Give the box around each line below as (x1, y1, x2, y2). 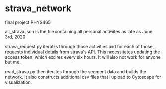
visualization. (5, 79, 32, 85)
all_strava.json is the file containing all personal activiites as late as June (5, 29, 153, 34)
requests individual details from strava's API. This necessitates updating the (5, 49, 160, 55)
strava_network (5, 3, 72, 14)
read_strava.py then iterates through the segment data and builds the (5, 68, 146, 74)
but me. (5, 59, 21, 65)
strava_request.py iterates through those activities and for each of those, (5, 43, 154, 49)
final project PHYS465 (5, 19, 51, 25)
